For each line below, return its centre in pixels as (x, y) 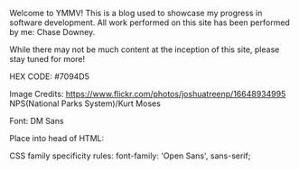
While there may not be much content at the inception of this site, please (145, 49)
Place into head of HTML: (57, 138)
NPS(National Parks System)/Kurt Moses (85, 103)
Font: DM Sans (37, 121)
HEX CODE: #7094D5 (50, 76)
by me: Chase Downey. (52, 32)
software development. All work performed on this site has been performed (150, 22)
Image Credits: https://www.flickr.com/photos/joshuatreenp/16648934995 (148, 94)
